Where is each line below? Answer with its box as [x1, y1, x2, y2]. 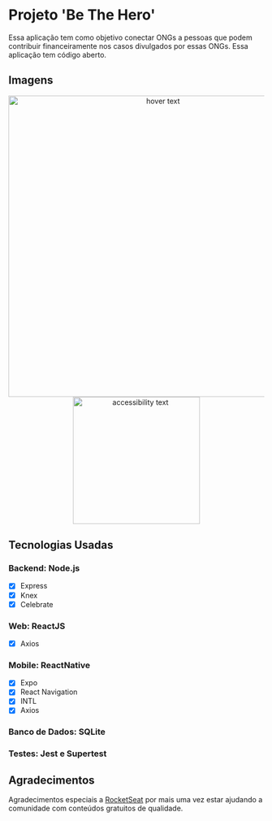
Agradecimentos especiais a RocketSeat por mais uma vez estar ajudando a [8, 795, 263, 805]
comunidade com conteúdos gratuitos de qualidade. [8, 803, 183, 814]
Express [19, 581, 48, 591]
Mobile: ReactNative [8, 659, 91, 671]
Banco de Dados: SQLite [8, 726, 106, 737]
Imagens [8, 73, 54, 87]
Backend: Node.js [8, 563, 80, 574]
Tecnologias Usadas [8, 538, 114, 552]
